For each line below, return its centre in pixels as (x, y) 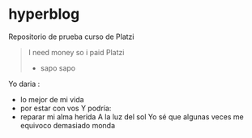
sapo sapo (58, 68)
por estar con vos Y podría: (66, 108)
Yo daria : (24, 84)
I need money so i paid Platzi (76, 52)
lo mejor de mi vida (52, 99)
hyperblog (44, 14)
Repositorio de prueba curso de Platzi (71, 37)
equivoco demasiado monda (68, 125)
